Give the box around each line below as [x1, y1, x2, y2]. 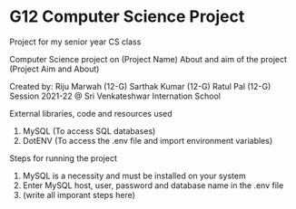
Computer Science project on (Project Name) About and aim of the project [9, 53, 288, 64]
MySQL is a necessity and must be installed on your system [22, 170, 247, 181]
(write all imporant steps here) [22, 189, 136, 200]
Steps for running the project [9, 152, 118, 164]
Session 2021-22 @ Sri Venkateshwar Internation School [9, 90, 221, 101]
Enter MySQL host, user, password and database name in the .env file [22, 179, 284, 191]
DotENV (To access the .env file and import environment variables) [22, 135, 273, 146]
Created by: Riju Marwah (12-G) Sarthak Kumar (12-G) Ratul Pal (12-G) [9, 81, 271, 91]
